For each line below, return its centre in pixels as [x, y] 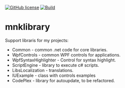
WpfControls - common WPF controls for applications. [66, 55]
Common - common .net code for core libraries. [60, 50]
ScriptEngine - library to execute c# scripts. [55, 65]
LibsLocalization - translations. [43, 70]
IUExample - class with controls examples [54, 75]
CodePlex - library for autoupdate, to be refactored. [63, 80]
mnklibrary [28, 27]
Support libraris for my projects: [37, 40]
